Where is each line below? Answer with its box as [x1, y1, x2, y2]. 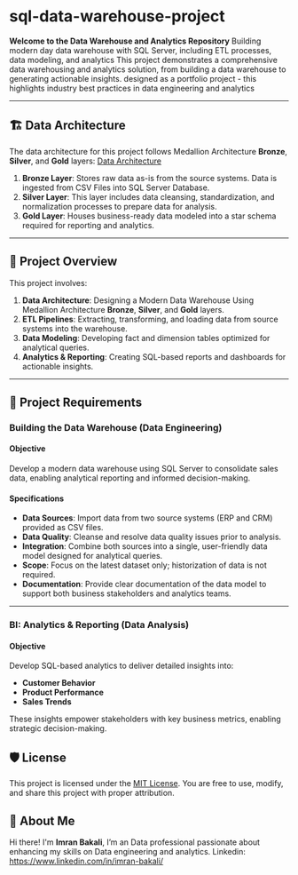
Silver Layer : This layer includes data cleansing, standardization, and [21, 191, 275, 202]
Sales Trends [21, 696, 73, 707]
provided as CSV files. [21, 522, 104, 533]
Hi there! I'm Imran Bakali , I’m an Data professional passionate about [9, 837, 260, 847]
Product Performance [21, 687, 105, 698]
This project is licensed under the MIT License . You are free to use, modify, [9, 778, 284, 789]
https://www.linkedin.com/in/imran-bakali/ [9, 855, 164, 867]
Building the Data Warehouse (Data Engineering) [9, 421, 223, 434]
